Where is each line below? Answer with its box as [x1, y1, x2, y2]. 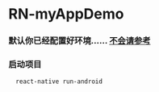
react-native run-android [15, 77, 103, 86]
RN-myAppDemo [8, 5, 124, 23]
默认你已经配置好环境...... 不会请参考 [8, 36, 151, 47]
